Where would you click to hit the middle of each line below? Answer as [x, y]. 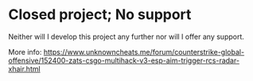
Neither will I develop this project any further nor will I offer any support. [127, 37]
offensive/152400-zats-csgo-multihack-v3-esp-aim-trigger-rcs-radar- [124, 60]
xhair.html [25, 68]
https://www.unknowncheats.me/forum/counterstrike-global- [144, 52]
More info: [25, 52]
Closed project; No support [100, 15]
